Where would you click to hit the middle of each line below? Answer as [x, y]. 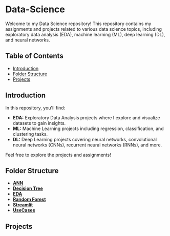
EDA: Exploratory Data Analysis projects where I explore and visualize [86, 117]
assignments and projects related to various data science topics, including [84, 29]
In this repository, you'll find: [35, 108]
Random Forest [29, 199]
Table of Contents [35, 56]
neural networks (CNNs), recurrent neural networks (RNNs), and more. [87, 145]
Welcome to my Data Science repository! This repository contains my [78, 24]
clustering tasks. [30, 134]
